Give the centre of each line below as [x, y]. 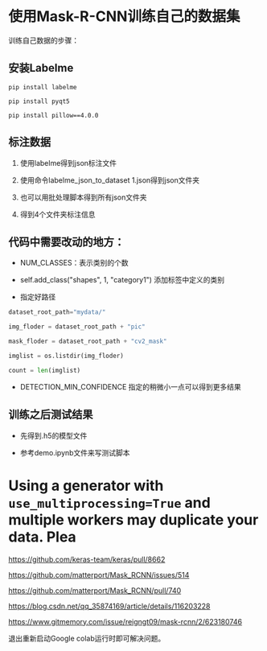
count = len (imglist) [45, 370]
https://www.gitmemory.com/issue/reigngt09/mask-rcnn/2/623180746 [125, 621]
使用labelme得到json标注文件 [68, 163]
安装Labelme [41, 68]
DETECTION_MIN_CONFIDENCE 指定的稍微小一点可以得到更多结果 [130, 386]
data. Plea [42, 537]
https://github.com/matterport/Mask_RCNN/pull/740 [95, 590]
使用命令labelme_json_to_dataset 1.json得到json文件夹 [110, 180]
